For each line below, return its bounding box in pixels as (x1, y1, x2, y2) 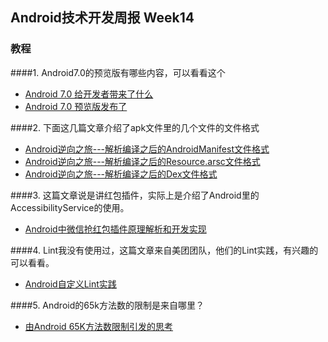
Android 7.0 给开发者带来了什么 (24, 88, 154, 100)
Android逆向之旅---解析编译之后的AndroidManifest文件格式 (24, 143, 270, 155)
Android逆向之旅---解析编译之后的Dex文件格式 (24, 168, 218, 180)
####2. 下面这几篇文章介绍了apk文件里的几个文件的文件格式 (10, 121, 260, 133)
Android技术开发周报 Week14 (10, 9, 195, 27)
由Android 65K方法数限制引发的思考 (24, 320, 174, 332)
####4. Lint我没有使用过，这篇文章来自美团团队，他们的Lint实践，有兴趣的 (10, 244, 319, 256)
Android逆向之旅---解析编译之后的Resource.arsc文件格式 (24, 155, 261, 167)
